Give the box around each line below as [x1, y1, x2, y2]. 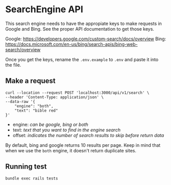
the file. [5, 62, 21, 68]
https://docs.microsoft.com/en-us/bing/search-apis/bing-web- [5, 41, 138, 47]
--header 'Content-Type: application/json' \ [5, 94, 104, 100]
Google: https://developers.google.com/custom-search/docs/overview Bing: [5, 36, 166, 42]
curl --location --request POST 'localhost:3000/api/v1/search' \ [5, 90, 150, 95]
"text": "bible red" [14, 108, 58, 113]
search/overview [5, 46, 41, 52]
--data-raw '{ [5, 99, 36, 104]
